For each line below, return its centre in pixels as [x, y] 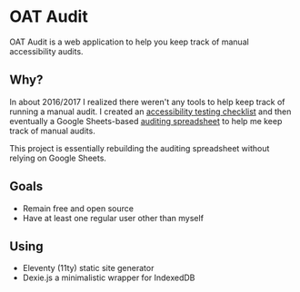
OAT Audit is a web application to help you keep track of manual [130, 42]
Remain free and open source [78, 208]
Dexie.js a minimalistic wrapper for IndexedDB [109, 277]
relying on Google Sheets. [58, 158]
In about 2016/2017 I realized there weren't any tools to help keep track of [147, 102]
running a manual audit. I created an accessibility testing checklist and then [150, 112]
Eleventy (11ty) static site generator [88, 268]
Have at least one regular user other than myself [113, 218]
